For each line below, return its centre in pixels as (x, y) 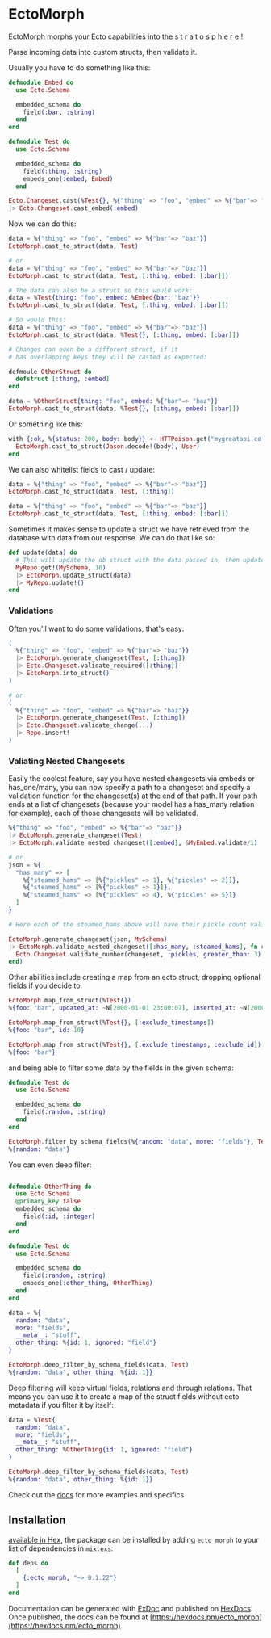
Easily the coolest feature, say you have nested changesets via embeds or (132, 779)
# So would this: (38, 320)
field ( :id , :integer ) (59, 1216)
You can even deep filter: (50, 1165)
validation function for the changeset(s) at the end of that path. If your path (133, 796)
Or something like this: (46, 424)
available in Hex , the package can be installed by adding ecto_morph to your (134, 1539)
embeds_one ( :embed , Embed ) (68, 178)
